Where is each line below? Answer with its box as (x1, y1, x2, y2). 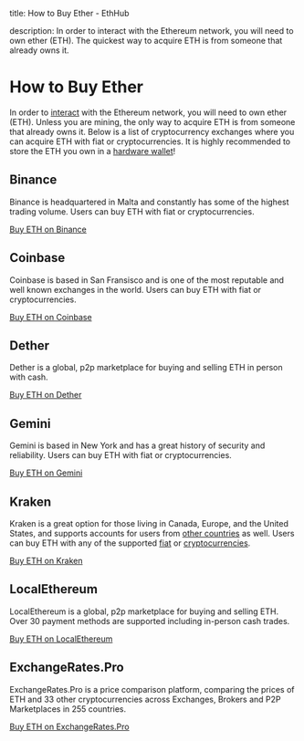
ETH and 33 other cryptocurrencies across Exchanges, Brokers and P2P (9, 694, 281, 704)
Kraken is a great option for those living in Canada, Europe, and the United (9, 518, 289, 528)
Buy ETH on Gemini (9, 467, 83, 478)
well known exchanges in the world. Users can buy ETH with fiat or (9, 284, 262, 295)
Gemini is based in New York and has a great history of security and (9, 440, 266, 451)
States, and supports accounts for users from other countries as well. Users (9, 528, 295, 538)
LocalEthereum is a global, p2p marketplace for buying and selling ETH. (9, 606, 279, 617)
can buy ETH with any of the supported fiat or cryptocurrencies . (9, 537, 251, 548)
